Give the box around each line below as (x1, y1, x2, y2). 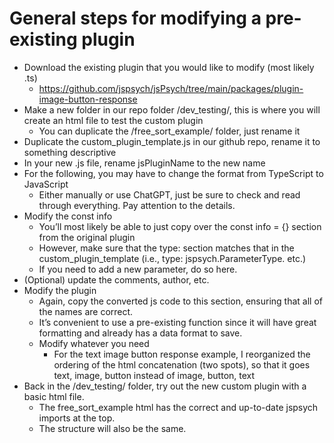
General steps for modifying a (9, 7, 262, 30)
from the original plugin (38, 231, 136, 243)
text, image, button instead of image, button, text (53, 369, 256, 381)
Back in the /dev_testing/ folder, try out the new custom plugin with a (23, 380, 307, 392)
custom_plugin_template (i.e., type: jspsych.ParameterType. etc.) (38, 252, 307, 264)
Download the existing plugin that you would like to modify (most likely (23, 61, 315, 73)
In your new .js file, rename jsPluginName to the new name (23, 157, 266, 169)
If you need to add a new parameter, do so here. (38, 263, 238, 275)
